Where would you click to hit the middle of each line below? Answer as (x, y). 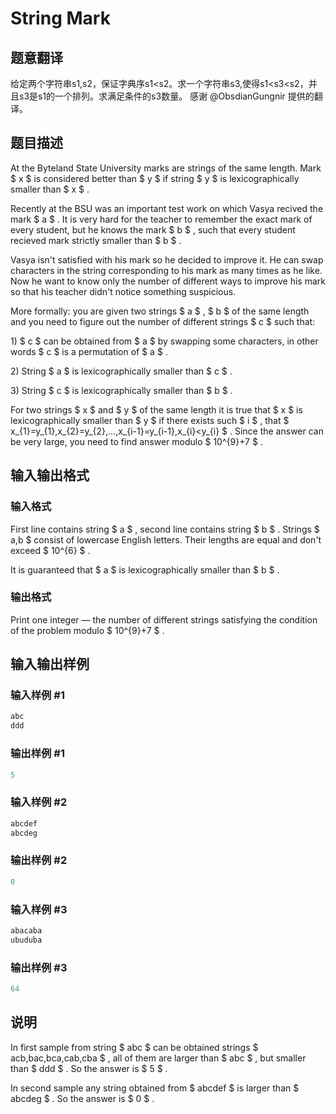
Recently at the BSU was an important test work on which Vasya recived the (167, 208)
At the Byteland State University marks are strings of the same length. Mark (166, 168)
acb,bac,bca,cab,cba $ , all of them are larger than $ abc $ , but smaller (158, 1058)
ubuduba (26, 940)
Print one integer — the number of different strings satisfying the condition (164, 619)
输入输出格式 (50, 475)
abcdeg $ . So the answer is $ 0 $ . (82, 1098)
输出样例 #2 (39, 860)
